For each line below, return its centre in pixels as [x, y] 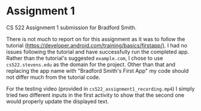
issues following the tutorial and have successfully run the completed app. [98, 51]
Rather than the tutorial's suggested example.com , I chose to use [85, 58]
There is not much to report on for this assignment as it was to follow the [96, 39]
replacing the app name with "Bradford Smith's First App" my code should [98, 70]
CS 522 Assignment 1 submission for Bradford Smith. [71, 27]
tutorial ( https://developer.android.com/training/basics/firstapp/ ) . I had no [97, 45]
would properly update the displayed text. [58, 101]
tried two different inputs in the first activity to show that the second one [95, 95]
